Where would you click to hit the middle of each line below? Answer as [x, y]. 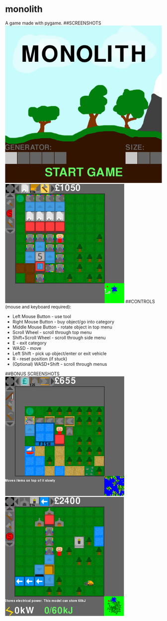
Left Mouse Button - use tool [42, 316]
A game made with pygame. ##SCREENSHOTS [53, 23]
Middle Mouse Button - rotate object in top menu [62, 327]
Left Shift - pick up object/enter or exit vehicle [59, 353]
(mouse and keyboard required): [38, 307]
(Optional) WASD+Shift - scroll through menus [60, 364]
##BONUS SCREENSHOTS [32, 374]
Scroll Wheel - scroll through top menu [52, 332]
